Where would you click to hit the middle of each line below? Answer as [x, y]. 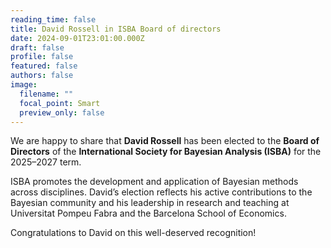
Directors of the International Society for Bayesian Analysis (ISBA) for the [166, 152]
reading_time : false [53, 19]
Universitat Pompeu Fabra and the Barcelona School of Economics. [148, 213]
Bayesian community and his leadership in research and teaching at [150, 203]
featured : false [44, 66]
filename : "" [46, 94]
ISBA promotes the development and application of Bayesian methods [154, 182]
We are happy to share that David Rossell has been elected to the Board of [165, 141]
